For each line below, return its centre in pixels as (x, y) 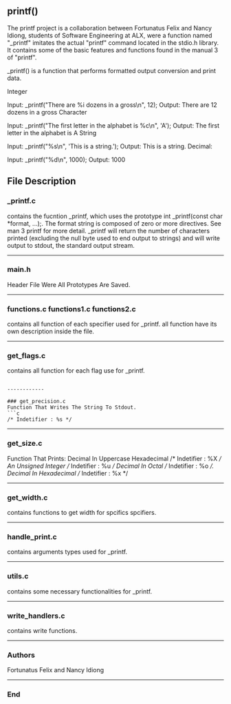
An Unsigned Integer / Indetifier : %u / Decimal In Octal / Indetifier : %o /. (111, 466)
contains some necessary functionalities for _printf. (80, 591)
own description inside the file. (51, 331)
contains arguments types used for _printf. (67, 552)
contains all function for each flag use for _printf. (76, 371)
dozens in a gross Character (47, 112)
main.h (19, 270)
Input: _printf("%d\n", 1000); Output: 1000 (66, 159)
